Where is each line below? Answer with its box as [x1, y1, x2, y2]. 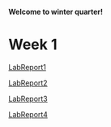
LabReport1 [8, 62, 47, 72]
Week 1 [8, 36, 58, 54]
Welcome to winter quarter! [8, 7, 104, 16]
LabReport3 [8, 94, 48, 103]
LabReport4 [8, 109, 49, 119]
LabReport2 [8, 77, 48, 88]
